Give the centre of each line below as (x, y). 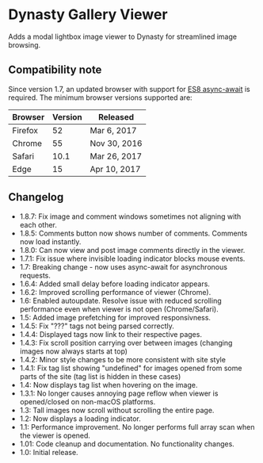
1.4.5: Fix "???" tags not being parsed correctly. (97, 326)
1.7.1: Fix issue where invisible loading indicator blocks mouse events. (132, 258)
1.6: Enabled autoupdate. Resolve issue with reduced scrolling (120, 300)
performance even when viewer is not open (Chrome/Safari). (119, 309)
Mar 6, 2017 (113, 130)
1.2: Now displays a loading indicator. (80, 419)
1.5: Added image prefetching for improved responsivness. (115, 317)
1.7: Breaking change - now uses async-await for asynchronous (124, 266)
